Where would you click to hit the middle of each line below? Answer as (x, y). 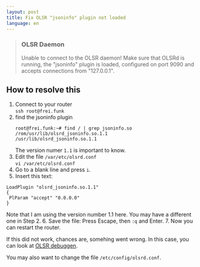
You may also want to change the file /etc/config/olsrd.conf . (84, 258)
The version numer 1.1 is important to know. (70, 150)
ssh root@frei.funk (40, 111)
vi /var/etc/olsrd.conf (45, 164)
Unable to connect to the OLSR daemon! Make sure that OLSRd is (103, 58)
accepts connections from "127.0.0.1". (68, 71)
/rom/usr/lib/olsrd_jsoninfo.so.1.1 (61, 134)
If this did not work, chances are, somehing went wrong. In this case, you (98, 239)
